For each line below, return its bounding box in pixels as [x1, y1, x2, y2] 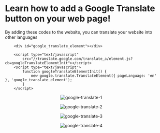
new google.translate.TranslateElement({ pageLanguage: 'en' [30, 73, 157, 78]
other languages [5, 34, 38, 40]
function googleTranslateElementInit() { [22, 69, 107, 74]
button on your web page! [5, 13, 111, 24]
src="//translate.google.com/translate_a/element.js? [22, 56, 133, 61]
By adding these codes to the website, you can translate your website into [5, 29, 152, 35]
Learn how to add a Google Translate [5, 3, 156, 14]
